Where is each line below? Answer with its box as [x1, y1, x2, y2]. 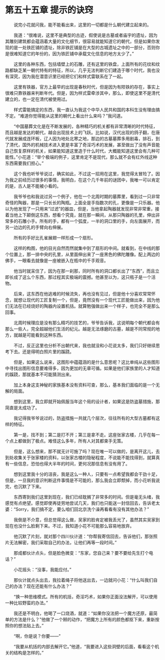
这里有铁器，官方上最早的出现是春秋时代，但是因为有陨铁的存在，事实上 [13, 84, 160, 90]
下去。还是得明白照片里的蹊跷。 [9, 348, 74, 355]
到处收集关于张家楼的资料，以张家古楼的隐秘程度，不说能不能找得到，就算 [5, 454, 156, 461]
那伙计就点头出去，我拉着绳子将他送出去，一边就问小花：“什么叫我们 [13, 577, 154, 583]
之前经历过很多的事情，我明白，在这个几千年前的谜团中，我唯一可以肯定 [13, 177, 160, 183]
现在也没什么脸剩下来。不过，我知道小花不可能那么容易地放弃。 [5, 523, 134, 528]
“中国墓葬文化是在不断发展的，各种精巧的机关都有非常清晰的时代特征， [13, 123, 158, 129]
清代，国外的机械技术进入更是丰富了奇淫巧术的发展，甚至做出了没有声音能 [9, 141, 160, 148]
